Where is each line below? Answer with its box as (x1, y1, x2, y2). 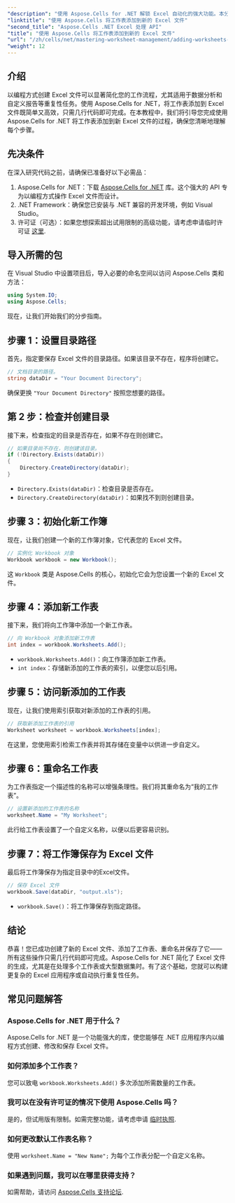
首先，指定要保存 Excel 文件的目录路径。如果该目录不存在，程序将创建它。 (7, 355, 222, 362)
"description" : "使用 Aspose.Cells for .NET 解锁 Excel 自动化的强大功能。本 (7, 10, 225, 18)
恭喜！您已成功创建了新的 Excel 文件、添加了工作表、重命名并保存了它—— (7, 944, 222, 953)
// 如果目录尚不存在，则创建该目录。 (7, 444, 100, 452)
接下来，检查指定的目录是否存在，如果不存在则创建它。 (7, 430, 166, 439)
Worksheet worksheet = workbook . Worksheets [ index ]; (7, 726, 161, 733)
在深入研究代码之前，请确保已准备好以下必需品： (7, 168, 148, 176)
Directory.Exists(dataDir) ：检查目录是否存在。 (17, 484, 157, 493)
